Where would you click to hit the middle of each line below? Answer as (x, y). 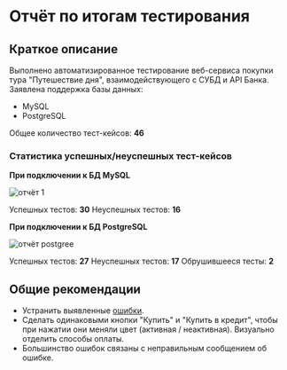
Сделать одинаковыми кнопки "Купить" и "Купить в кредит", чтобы (150, 320)
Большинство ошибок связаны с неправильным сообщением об (144, 349)
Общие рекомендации (75, 289)
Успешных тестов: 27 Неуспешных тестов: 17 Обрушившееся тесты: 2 (142, 261)
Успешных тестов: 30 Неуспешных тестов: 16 (95, 209)
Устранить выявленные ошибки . (83, 311)
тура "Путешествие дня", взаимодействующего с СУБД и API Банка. (139, 80)
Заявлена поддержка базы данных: (76, 89)
